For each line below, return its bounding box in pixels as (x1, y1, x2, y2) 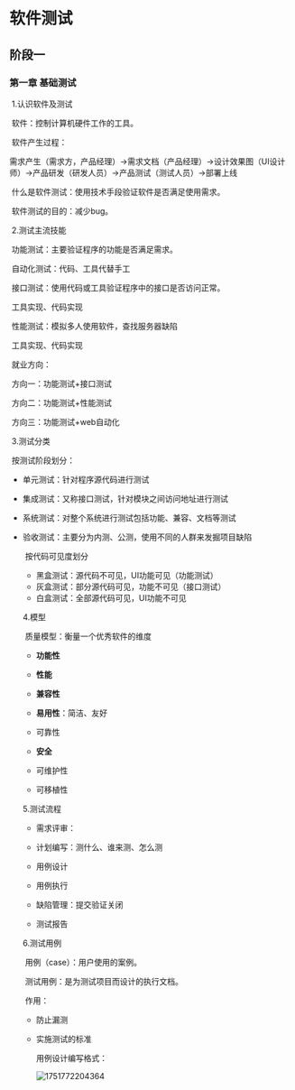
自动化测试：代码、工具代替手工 (11, 263, 131, 273)
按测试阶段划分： (11, 455, 75, 466)
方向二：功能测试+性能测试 (11, 397, 113, 408)
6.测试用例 (22, 938, 62, 948)
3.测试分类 (11, 435, 51, 447)
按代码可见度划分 (24, 550, 88, 561)
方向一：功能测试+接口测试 (11, 378, 113, 389)
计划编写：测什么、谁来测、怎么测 (35, 841, 163, 853)
